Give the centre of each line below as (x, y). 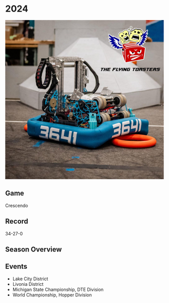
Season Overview (33, 249)
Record (17, 221)
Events (16, 266)
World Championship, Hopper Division (52, 295)
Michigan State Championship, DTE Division (58, 289)
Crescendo (17, 206)
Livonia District (28, 284)
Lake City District (30, 279)
